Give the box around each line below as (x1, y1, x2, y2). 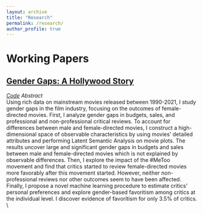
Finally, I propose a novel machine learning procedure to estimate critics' (6, 182, 188, 190)
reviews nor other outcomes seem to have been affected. (38, 176, 182, 183)
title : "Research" (6, 15, 53, 21)
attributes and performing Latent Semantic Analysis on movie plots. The (6, 137, 186, 144)
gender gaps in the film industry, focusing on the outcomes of (6, 105, 161, 112)
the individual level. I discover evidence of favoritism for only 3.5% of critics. (6, 195, 198, 202)
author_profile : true (6, 25, 61, 32)
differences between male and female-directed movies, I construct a (6, 124, 178, 132)
